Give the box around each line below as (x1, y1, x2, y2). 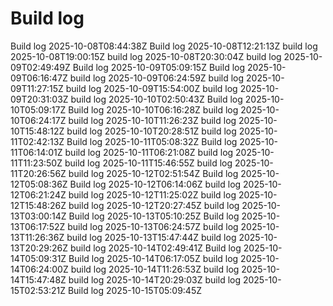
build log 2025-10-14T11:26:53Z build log (70, 263, 240, 275)
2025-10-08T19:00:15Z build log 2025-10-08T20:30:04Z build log (10, 50, 282, 62)
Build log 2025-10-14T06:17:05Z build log (68, 252, 239, 264)
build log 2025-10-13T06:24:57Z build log (67, 220, 239, 232)
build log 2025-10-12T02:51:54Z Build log (68, 167, 239, 179)
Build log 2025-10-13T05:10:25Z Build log (68, 210, 240, 222)
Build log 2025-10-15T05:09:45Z (67, 284, 203, 296)
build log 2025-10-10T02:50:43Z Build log (70, 93, 243, 105)
